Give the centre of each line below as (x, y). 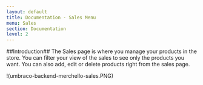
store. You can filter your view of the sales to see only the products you (95, 58)
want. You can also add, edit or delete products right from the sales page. (98, 65)
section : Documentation (36, 29)
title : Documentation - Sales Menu (51, 17)
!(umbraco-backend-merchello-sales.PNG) (60, 76)
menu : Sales (21, 23)
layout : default (27, 12)
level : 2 (17, 34)
